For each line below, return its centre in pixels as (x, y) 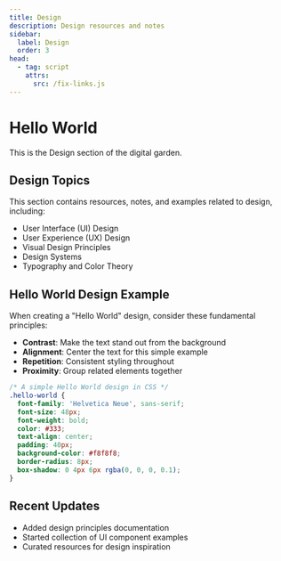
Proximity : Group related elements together (102, 371)
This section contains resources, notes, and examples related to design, (141, 202)
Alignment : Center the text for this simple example (115, 352)
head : (19, 59)
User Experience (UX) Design (76, 238)
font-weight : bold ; (53, 420)
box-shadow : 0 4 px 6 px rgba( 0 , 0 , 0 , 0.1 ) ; (99, 470)
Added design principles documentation (96, 527)
